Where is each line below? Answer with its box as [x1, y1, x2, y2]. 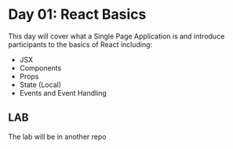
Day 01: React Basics [8, 5, 147, 24]
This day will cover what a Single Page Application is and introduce [8, 31, 225, 41]
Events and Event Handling [19, 88, 107, 97]
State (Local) [19, 80, 61, 89]
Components [19, 63, 62, 72]
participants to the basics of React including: [8, 39, 153, 49]
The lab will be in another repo [8, 132, 107, 141]
